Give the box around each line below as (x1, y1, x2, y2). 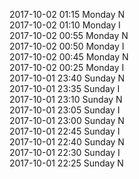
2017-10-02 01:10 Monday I (9, 19, 121, 31)
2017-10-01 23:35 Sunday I (9, 83, 121, 94)
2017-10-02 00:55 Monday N (9, 30, 129, 41)
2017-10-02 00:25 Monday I (9, 62, 125, 73)
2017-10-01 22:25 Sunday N (9, 157, 124, 169)
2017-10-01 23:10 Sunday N (9, 94, 123, 105)
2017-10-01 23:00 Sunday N (9, 115, 125, 126)
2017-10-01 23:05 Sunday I (9, 104, 121, 116)
